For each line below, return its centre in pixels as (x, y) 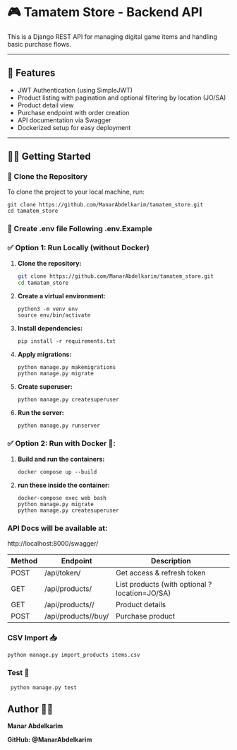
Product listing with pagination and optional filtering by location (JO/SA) (122, 98)
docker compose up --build (57, 472)
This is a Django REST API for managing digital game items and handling (112, 36)
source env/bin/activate (54, 315)
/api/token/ (63, 573)
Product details (141, 605)
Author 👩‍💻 (30, 709)
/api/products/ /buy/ (77, 616)
